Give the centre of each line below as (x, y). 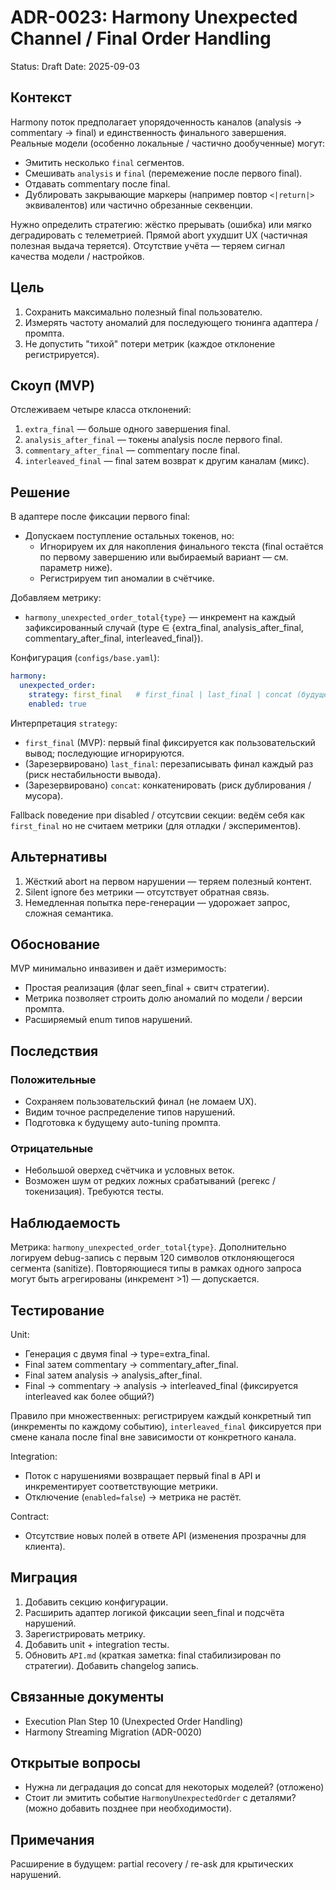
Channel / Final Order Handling (141, 38)
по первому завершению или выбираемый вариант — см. (164, 557)
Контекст (41, 97)
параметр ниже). (76, 568)
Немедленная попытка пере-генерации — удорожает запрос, (157, 902)
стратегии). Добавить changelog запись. (111, 1665)
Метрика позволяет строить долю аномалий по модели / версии (163, 998)
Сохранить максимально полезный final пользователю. (143, 312)
